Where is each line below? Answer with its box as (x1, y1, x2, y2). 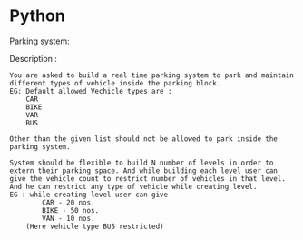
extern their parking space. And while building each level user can (9, 165, 279, 175)
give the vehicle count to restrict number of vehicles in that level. (9, 174, 286, 183)
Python (9, 5, 65, 26)
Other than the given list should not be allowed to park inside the (9, 134, 279, 144)
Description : (9, 53, 57, 64)
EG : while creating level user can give (9, 190, 169, 199)
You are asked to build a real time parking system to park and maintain (9, 70, 295, 80)
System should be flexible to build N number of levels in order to (9, 158, 274, 167)
